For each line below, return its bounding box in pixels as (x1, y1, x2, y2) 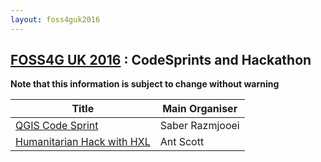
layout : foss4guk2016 (10, 14, 101, 25)
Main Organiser (162, 102, 238, 116)
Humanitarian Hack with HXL (15, 135, 151, 149)
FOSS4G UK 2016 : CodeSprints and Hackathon (10, 52, 312, 69)
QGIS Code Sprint (15, 119, 99, 133)
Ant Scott (159, 135, 205, 149)
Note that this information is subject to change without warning (10, 78, 280, 90)
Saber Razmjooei (159, 119, 240, 133)
